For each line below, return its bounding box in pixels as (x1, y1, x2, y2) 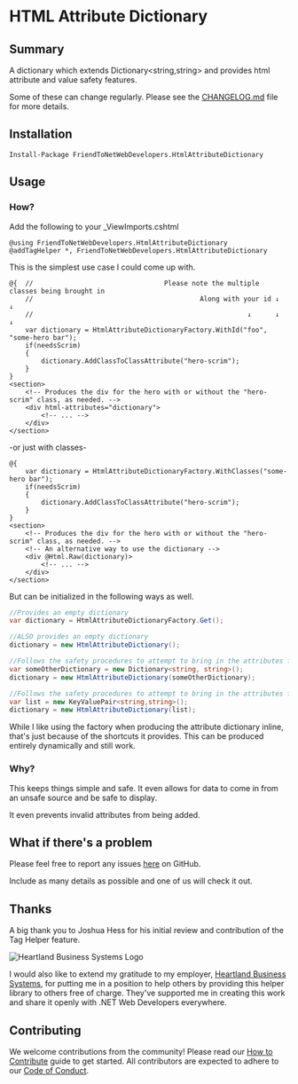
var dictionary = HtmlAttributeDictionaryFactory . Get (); (9, 617, 224, 625)
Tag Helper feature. (9, 934, 81, 946)
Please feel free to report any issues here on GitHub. (9, 859, 201, 869)
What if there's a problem (9, 835, 153, 850)
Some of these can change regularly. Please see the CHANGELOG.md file (9, 91, 278, 102)
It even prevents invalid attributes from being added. (9, 809, 201, 820)
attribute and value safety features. (9, 75, 137, 85)
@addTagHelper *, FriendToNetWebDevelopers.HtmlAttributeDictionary (9, 246, 268, 255)
